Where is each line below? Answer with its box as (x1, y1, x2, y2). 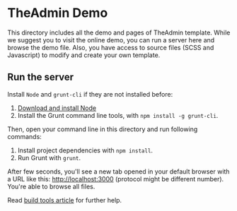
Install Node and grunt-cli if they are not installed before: (7, 90, 173, 98)
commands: (7, 132, 42, 140)
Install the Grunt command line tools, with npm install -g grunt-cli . (17, 111, 219, 119)
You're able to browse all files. (7, 182, 96, 191)
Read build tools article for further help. (7, 195, 122, 204)
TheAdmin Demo (7, 5, 108, 21)
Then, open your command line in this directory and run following (7, 125, 198, 133)
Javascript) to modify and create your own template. (7, 51, 161, 59)
